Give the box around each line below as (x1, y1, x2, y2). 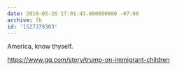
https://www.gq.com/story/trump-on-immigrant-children (7, 56, 170, 64)
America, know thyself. (7, 42, 73, 51)
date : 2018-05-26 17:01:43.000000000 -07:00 (7, 10, 139, 17)
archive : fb (7, 17, 42, 24)
